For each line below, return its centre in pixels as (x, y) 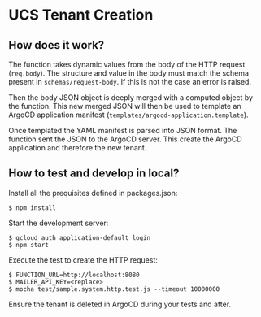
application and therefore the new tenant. (78, 148)
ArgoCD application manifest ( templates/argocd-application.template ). (129, 115)
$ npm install (33, 208)
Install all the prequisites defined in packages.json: (93, 193)
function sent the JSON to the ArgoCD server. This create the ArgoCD (125, 139)
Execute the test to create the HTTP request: (83, 260)
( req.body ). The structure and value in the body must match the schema (129, 73)
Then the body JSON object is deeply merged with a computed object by (131, 98)
